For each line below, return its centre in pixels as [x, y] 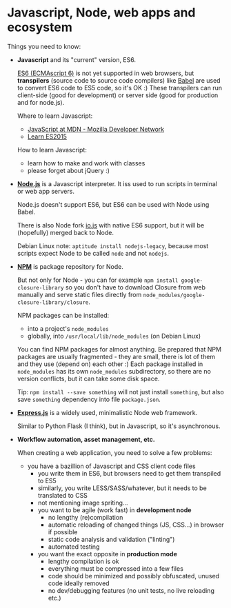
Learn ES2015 [47, 136]
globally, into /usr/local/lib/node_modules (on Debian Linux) [114, 336]
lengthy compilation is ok [83, 561]
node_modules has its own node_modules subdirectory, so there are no [114, 371]
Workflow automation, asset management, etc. [86, 439]
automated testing [74, 547]
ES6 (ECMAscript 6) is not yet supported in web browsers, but [106, 73]
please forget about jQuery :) [69, 170]
